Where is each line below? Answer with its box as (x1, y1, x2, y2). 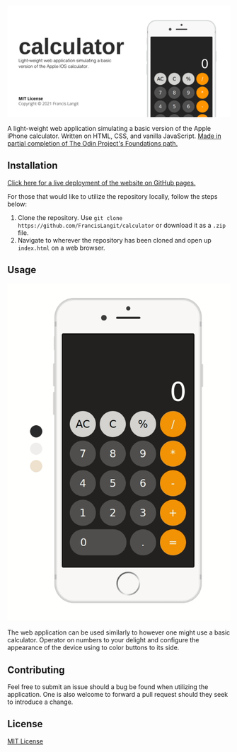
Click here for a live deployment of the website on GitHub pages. (7, 178, 196, 187)
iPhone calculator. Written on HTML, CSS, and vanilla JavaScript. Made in (7, 132, 221, 140)
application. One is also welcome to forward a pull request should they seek (7, 690, 229, 699)
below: (7, 199, 27, 208)
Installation (7, 160, 58, 172)
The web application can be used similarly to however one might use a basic (7, 628, 231, 637)
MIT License (7, 736, 44, 745)
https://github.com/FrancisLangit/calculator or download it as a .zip (17, 221, 226, 229)
